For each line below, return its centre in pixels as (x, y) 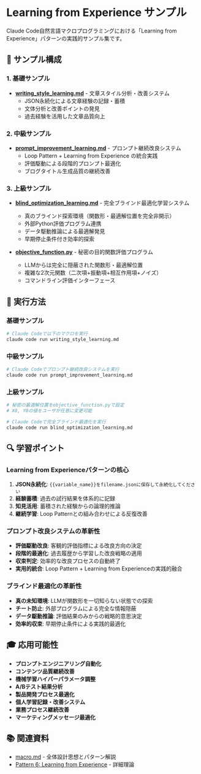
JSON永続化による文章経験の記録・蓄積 (75, 101)
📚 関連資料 (28, 738)
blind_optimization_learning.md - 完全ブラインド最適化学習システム (102, 203)
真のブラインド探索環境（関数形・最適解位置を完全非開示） (100, 216)
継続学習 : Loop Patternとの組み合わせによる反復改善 (82, 514)
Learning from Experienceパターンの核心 (68, 470)
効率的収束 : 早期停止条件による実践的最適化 (70, 624)
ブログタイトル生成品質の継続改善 (67, 171)
